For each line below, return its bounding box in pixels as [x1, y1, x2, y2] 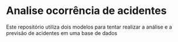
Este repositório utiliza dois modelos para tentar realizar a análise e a [6, 23, 173, 30]
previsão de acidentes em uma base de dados [6, 29, 118, 36]
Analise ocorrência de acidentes [6, 4, 167, 17]
